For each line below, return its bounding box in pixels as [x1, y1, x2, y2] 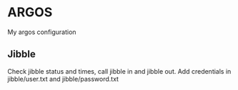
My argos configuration [7, 28, 76, 36]
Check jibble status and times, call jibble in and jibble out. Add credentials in [7, 67, 232, 75]
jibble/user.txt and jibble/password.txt [7, 74, 119, 83]
